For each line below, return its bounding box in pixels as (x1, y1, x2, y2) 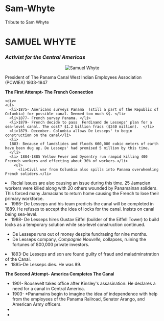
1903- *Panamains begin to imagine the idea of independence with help (12, 291, 158, 297)
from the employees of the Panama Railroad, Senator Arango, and (12, 296, 145, 302)
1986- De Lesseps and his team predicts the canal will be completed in (11, 201, 154, 207)
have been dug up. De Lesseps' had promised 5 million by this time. (5, 146, 150, 151)
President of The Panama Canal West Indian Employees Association (5, 74, 142, 80)
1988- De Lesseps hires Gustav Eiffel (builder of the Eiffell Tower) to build (11, 217, 159, 222)
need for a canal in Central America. (12, 286, 85, 292)
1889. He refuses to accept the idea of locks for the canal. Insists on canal (5, 206, 155, 212)
